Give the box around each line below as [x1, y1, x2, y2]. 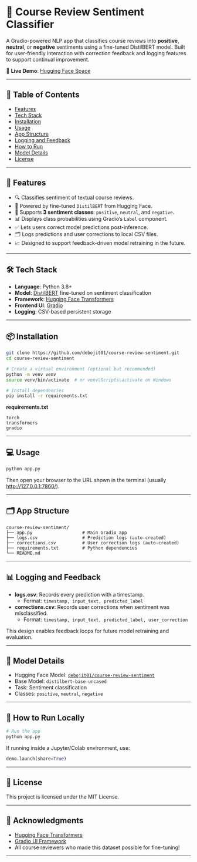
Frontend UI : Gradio [14, 302, 63, 309]
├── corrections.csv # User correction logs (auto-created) [6, 540, 180, 546]
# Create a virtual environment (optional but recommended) [6, 366, 157, 372]
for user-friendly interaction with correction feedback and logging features [6, 49, 186, 56]
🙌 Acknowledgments [6, 816, 84, 826]
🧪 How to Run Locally [6, 713, 85, 723]
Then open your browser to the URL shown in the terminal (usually [6, 477, 167, 483]
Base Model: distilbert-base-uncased [14, 678, 107, 685]
